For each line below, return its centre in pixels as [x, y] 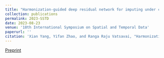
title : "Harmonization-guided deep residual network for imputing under [81, 9]
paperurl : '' [18, 32]
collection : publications [31, 14]
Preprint [13, 50]
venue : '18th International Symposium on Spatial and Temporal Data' [77, 28]
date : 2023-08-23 [23, 23]
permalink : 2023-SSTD [27, 18]
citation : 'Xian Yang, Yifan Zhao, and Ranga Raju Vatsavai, [69, 37]
